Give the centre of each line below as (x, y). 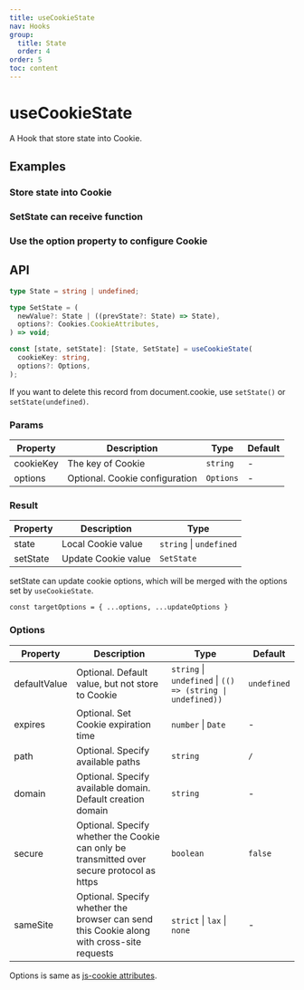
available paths (109, 762)
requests (95, 953)
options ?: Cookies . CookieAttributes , (89, 324)
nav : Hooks (30, 26)
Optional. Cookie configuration (132, 478)
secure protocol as (116, 870)
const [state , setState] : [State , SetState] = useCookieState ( (131, 350)
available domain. (114, 787)
